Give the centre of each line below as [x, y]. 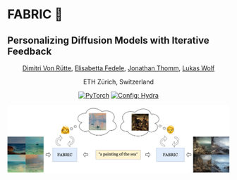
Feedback [30, 51]
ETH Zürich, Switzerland [119, 82]
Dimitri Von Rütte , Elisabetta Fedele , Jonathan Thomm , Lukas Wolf [119, 68]
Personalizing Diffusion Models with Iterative [108, 40]
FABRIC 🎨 [35, 14]
